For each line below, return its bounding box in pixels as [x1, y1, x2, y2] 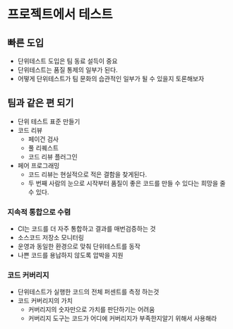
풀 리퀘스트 [28, 143, 59, 152]
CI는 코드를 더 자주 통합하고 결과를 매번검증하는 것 [17, 225, 156, 233]
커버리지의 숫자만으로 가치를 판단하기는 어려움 [28, 305, 155, 314]
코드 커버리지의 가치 [17, 297, 73, 305]
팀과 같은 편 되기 [7, 97, 74, 109]
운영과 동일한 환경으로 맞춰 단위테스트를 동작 [17, 242, 141, 251]
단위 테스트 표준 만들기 [17, 117, 80, 126]
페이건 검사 [28, 135, 59, 143]
